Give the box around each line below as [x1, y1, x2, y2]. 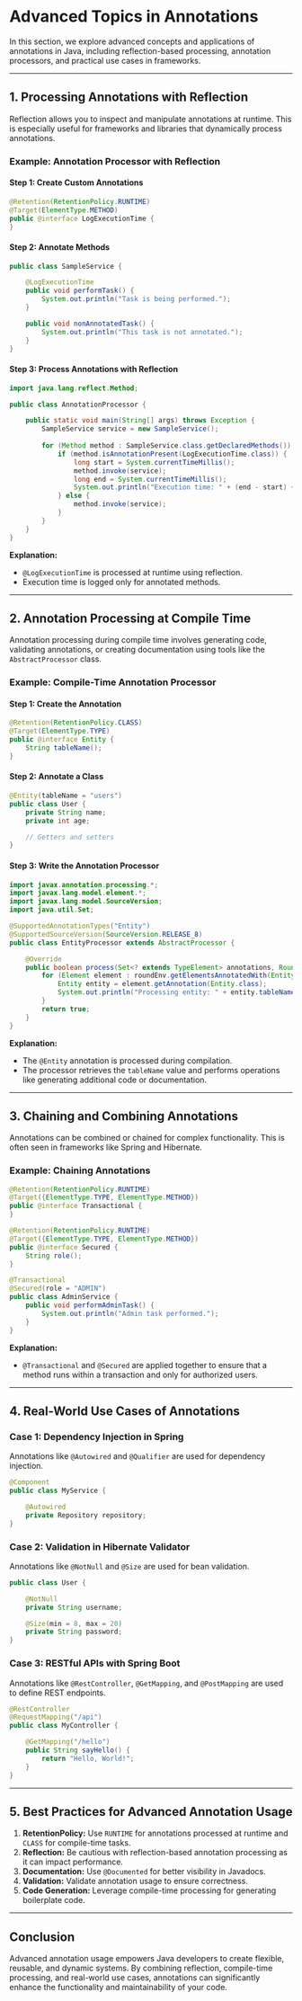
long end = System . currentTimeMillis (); [73, 475, 227, 484]
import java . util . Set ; [9, 905, 94, 914]
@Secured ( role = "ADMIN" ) [9, 1284, 106, 1294]
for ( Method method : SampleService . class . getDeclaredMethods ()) [41, 441, 292, 450]
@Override [25, 955, 63, 964]
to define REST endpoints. [9, 1687, 106, 1698]
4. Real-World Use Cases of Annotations [9, 1404, 241, 1418]
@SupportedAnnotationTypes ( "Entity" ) [9, 921, 151, 930]
